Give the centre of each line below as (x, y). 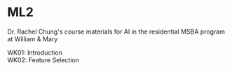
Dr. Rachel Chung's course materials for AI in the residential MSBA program (116, 31)
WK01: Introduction (35, 52)
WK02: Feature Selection (43, 59)
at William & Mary (33, 38)
